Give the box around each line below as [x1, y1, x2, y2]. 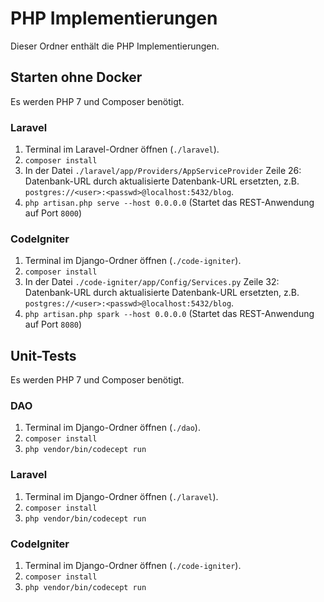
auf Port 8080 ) [24, 318, 83, 331]
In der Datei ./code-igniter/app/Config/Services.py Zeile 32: [24, 276, 280, 288]
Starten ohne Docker [10, 69, 143, 86]
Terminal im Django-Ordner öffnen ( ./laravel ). [24, 490, 219, 502]
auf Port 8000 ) [24, 207, 83, 219]
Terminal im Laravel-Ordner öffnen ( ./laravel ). [24, 143, 220, 156]
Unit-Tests [10, 347, 77, 364]
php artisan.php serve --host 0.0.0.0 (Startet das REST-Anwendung [24, 197, 315, 209]
